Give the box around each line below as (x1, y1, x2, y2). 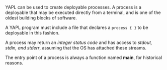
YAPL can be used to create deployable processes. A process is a (5, 4, 142, 10)
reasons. (5, 60, 24, 65)
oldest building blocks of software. (5, 15, 77, 20)
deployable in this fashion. (5, 30, 60, 35)
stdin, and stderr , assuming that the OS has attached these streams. (5, 45, 147, 50)
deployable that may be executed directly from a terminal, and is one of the (5, 9, 161, 15)
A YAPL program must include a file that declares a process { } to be (5, 24, 148, 30)
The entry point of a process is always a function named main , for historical (5, 54, 162, 60)
